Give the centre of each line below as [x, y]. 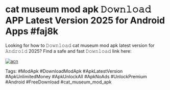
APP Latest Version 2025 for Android [85, 21]
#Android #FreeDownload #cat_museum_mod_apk [58, 82]
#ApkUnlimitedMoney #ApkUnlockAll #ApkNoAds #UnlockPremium [76, 76]
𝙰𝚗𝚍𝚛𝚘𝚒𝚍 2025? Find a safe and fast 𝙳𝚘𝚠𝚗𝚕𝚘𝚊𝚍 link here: [68, 51]
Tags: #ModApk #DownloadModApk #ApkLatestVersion [64, 71]
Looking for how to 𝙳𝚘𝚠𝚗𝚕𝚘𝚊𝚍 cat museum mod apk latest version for [80, 45]
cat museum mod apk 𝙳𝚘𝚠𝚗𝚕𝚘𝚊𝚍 [78, 9]
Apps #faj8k [32, 31]
